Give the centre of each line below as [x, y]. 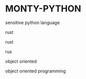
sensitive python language [33, 22]
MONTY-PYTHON [43, 9]
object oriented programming [36, 71]
